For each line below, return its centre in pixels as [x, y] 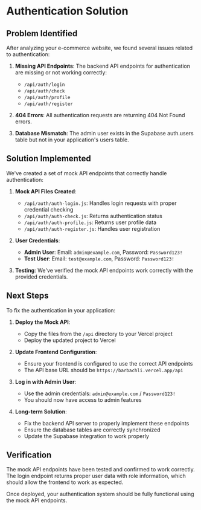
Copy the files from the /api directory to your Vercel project [98, 334]
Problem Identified [42, 34]
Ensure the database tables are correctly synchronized [92, 430]
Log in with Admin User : [46, 381]
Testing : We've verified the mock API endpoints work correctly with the [104, 270]
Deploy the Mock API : [43, 322]
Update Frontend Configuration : [56, 352]
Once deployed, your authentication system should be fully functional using [100, 494]
